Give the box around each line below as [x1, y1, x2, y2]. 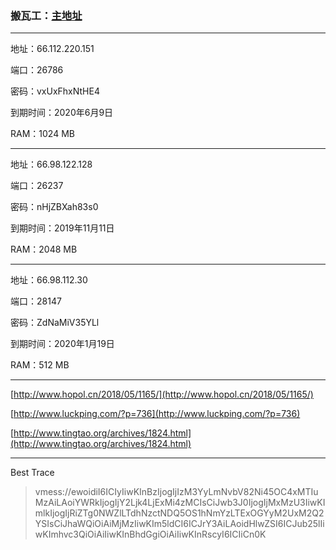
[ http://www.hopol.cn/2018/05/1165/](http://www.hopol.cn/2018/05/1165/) [10, 388, 314, 401]
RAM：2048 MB [10, 243, 78, 256]
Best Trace [10, 467, 55, 479]
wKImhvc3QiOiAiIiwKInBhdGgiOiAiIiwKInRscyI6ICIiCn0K [34, 528, 267, 541]
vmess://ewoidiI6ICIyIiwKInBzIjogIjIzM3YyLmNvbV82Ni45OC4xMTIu [34, 486, 319, 498]
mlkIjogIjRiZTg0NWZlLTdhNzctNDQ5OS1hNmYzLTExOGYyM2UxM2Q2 [34, 507, 325, 519]
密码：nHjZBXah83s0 [10, 201, 99, 213]
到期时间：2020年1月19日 [10, 338, 115, 350]
